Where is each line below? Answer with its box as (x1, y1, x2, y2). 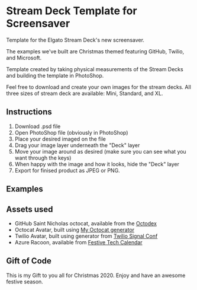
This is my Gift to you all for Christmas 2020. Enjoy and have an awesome (6, 272, 186, 279)
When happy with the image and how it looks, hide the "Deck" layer (14, 160, 179, 167)
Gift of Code (6, 256, 52, 266)
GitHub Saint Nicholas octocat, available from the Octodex (14, 219, 157, 227)
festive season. (6, 278, 43, 285)
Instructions (6, 107, 52, 117)
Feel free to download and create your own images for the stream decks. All (6, 83, 191, 90)
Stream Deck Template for (6, 4, 137, 18)
